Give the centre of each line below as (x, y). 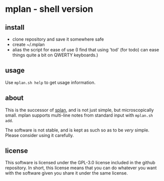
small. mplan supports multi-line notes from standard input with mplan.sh (79, 115)
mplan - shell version (49, 9)
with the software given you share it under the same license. (66, 173)
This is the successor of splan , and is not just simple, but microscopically (80, 110)
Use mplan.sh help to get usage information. (50, 82)
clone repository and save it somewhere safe (58, 39)
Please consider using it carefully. (40, 135)
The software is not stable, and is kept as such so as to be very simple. (77, 130)
